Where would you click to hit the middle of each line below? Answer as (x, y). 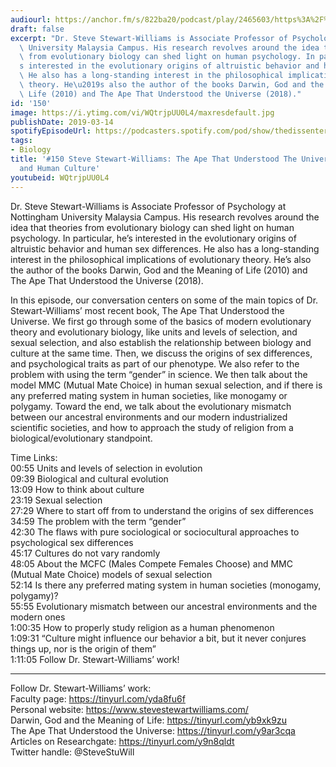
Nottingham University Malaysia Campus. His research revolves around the (165, 217)
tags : (21, 141)
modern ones (38, 617)
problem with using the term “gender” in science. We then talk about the (159, 374)
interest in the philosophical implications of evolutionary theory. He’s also (161, 259)
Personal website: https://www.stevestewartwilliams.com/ (129, 709)
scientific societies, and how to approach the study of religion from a (152, 427)
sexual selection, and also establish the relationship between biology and (161, 342)
